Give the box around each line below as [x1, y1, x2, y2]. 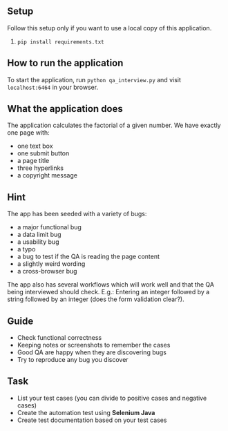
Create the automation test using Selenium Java [17, 408, 155, 416]
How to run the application [7, 57, 124, 69]
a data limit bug [17, 231, 61, 239]
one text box [17, 142, 53, 151]
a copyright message [17, 171, 78, 180]
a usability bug [17, 238, 59, 246]
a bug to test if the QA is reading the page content [17, 252, 160, 261]
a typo [17, 245, 36, 253]
